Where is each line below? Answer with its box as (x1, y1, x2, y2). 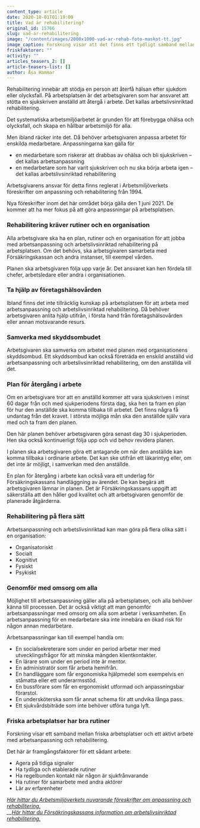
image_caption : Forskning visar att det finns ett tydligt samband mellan (7, 42, 196, 48)
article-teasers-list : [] (7, 63, 71, 70)
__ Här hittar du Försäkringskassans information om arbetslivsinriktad (7, 809, 177, 816)
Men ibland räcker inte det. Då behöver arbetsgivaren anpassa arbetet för (7, 134, 187, 141)
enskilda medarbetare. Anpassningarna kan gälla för (7, 140, 135, 147)
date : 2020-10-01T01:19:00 (7, 14, 74, 20)
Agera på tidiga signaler (15, 760, 74, 767)
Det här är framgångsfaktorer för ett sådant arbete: (7, 748, 132, 755)
